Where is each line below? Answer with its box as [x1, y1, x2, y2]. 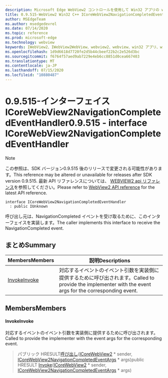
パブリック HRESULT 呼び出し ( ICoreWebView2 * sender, [17, 351, 132, 357]
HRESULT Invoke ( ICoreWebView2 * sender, [17, 362, 106, 368]
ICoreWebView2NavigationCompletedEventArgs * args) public [17, 356, 144, 363]
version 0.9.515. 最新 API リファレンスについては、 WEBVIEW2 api [5, 178, 141, 184]
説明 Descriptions [89, 257, 130, 264]
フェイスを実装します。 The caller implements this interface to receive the [9, 219, 160, 225]
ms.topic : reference [5, 31, 48, 36]
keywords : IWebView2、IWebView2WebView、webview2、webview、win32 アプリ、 [5, 45, 160, 50]
